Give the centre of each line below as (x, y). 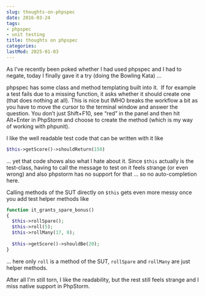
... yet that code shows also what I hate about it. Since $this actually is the (100, 161)
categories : (21, 46)
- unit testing (26, 35)
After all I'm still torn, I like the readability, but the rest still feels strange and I (102, 280)
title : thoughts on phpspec (42, 40)
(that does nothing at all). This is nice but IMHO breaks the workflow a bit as (102, 100)
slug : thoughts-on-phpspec (41, 12)
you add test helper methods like (48, 198)
